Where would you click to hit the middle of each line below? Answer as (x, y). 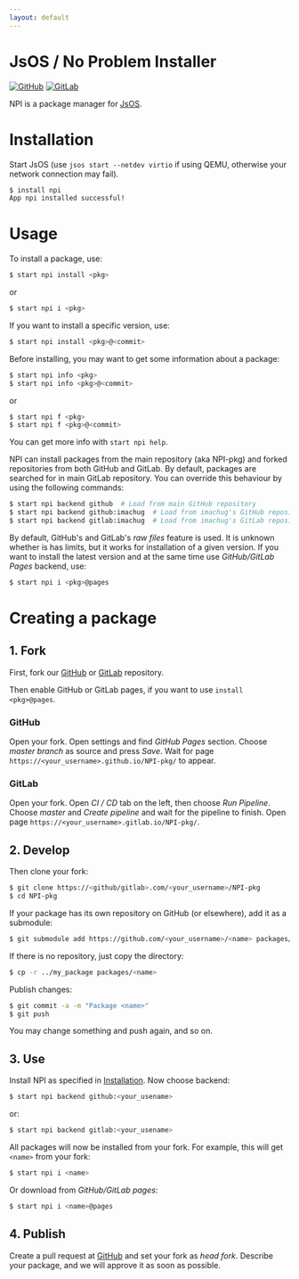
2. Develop (40, 850)
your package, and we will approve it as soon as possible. (115, 1265)
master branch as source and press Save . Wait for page (112, 751)
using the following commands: (67, 488)
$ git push (29, 1014)
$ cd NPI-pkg (33, 897)
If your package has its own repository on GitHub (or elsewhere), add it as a (148, 913)
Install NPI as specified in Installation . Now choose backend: (120, 1080)
